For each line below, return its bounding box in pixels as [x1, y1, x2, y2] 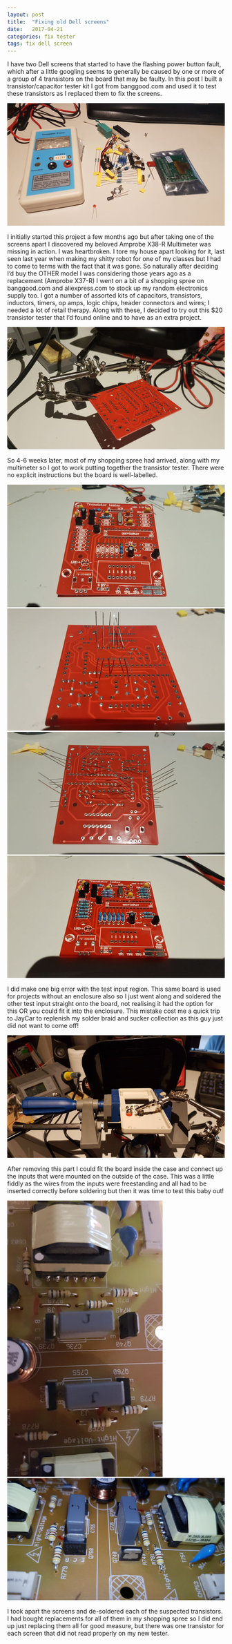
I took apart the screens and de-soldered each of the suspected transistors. [7, 1607, 223, 1616]
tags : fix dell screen [7, 40, 72, 48]
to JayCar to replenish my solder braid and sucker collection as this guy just [7, 1014, 223, 1023]
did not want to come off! [7, 1022, 79, 1030]
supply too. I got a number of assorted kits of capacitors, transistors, [7, 291, 202, 300]
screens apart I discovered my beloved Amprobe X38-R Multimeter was [7, 240, 211, 248]
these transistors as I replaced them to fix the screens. [7, 90, 162, 98]
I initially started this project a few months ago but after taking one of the [7, 232, 214, 241]
